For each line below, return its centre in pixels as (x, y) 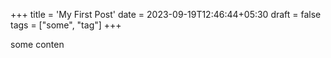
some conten (37, 44)
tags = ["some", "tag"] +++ (66, 25)
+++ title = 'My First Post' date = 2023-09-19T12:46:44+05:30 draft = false (166, 14)
